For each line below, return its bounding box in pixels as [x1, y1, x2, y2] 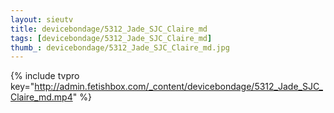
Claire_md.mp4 [10, 91, 73, 103]
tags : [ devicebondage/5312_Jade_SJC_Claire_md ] [10, 33, 213, 43]
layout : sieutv [10, 14, 74, 25]
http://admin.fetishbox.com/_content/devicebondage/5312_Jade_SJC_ [34, 81, 323, 93]
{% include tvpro [10, 70, 80, 82]
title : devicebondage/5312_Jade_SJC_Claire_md [10, 24, 208, 34]
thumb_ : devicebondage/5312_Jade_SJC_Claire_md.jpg [10, 42, 230, 53]
